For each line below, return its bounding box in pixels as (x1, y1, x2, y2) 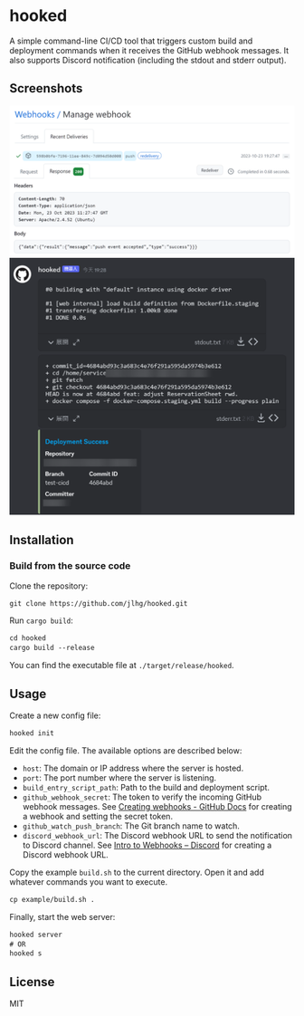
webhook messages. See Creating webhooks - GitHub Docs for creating (22, 800, 292, 811)
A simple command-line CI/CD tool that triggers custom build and (9, 35, 253, 46)
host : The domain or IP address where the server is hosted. (22, 762, 244, 773)
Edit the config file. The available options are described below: (9, 744, 242, 756)
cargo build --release (9, 644, 95, 653)
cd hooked (9, 634, 47, 643)
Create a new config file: (9, 710, 101, 721)
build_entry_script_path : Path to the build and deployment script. (22, 781, 270, 792)
